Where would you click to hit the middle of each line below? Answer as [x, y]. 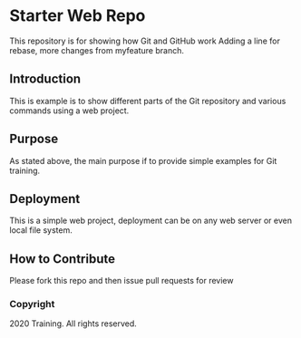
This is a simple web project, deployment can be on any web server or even [151, 221]
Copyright [32, 304]
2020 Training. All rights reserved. [73, 324]
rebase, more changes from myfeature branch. [97, 50]
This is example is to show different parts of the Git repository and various [148, 101]
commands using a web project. [69, 111]
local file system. [41, 230]
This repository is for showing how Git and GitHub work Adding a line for [145, 41]
